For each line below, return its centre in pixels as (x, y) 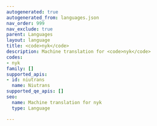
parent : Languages (30, 35)
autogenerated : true (33, 12)
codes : (15, 57)
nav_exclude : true (30, 29)
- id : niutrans (26, 80)
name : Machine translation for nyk (57, 102)
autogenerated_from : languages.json (53, 18)
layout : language (28, 40)
